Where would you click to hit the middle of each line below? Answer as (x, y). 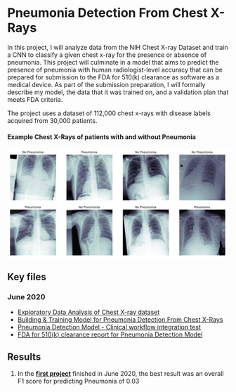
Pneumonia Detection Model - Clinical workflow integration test (109, 327)
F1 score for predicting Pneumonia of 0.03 (78, 381)
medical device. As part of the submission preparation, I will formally (106, 84)
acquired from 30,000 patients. (52, 120)
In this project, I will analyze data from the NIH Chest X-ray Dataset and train (118, 47)
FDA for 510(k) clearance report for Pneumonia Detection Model (110, 334)
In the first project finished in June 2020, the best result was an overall (120, 374)
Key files (27, 277)
